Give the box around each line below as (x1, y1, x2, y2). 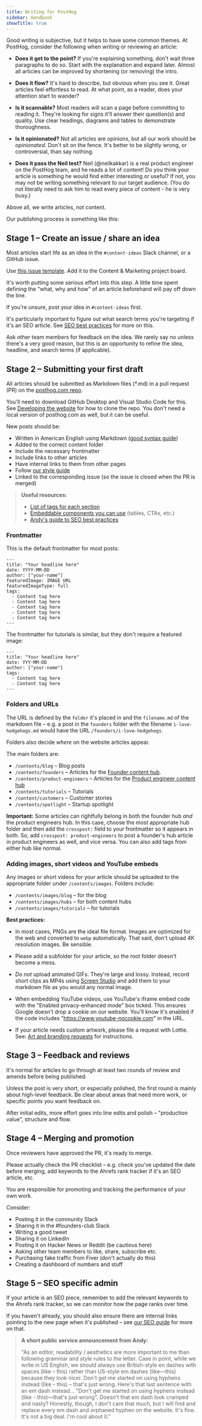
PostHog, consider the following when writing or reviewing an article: (6, 43, 178, 50)
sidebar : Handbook (6, 15, 52, 21)
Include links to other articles (14, 454, 87, 461)
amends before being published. (6, 1073, 87, 1080)
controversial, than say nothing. (14, 148, 93, 155)
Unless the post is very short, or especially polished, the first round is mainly (6, 1084, 197, 1092)
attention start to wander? (14, 92, 80, 100)
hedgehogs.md (6, 728, 39, 734)
